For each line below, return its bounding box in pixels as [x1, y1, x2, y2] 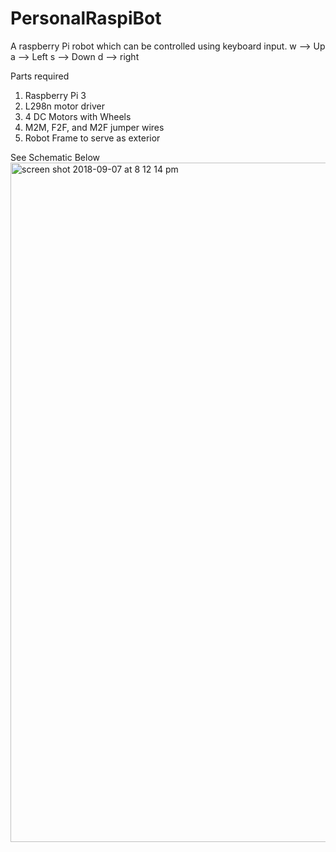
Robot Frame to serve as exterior [24, 132, 161, 144]
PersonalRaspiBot [10, 7, 162, 30]
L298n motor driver [24, 100, 105, 112]
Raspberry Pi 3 [24, 89, 87, 101]
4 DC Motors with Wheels [24, 110, 132, 122]
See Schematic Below [10, 151, 101, 163]
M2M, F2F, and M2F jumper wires [24, 121, 165, 133]
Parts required [10, 70, 70, 82]
